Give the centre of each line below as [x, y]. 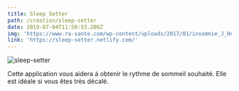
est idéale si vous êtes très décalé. [58, 81]
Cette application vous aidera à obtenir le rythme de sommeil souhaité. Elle [117, 74]
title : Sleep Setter [38, 14]
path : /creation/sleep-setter [52, 20]
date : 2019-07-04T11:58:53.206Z [55, 27]
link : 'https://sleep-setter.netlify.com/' [73, 40]
